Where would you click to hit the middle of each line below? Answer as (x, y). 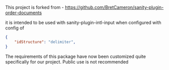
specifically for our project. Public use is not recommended (67, 62)
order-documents (24, 13)
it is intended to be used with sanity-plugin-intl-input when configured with (83, 23)
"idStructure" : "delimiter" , (45, 42)
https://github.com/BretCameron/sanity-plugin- (114, 7)
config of (15, 28)
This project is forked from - (35, 7)
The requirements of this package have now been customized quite (76, 56)
